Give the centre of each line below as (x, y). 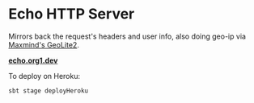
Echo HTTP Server (72, 14)
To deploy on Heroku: (44, 76)
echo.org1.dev (33, 60)
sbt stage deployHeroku (49, 91)
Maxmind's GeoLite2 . (44, 44)
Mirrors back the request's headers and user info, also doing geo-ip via (127, 36)
